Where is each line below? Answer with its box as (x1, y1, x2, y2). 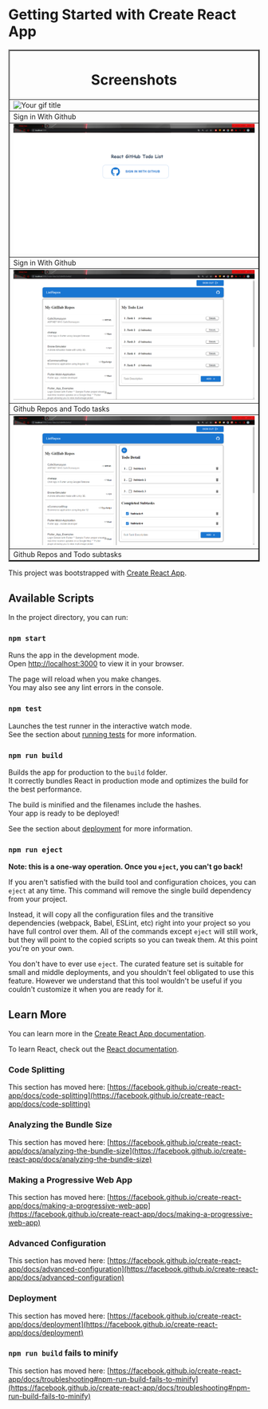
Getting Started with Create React (8, 6, 237, 24)
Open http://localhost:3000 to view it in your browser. (8, 659, 185, 669)
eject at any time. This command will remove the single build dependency (8, 886, 252, 895)
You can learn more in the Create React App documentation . (8, 1029, 207, 1039)
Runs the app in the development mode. (8, 650, 140, 660)
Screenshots (90, 70, 178, 89)
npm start (8, 633, 46, 643)
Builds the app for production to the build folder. (8, 768, 168, 777)
